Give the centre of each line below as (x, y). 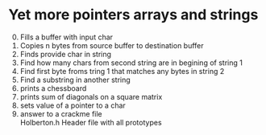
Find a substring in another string (75, 80)
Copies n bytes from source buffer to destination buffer (112, 45)
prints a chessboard (53, 88)
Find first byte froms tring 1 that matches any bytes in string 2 (122, 71)
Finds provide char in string (65, 54)
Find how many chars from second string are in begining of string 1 (131, 63)
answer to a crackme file (61, 113)
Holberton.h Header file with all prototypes (91, 122)
